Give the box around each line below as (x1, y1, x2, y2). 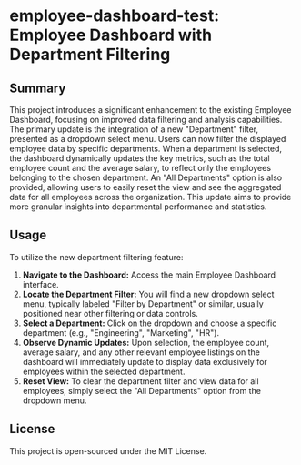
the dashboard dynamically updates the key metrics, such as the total (9, 153, 270, 164)
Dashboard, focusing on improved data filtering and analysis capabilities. (9, 115, 283, 125)
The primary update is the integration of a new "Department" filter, (9, 124, 259, 135)
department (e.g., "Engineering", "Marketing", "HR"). (22, 327, 220, 338)
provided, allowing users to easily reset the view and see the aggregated (9, 182, 282, 192)
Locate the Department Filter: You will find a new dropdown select (22, 288, 275, 299)
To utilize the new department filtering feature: (9, 251, 184, 262)
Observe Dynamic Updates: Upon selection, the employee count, (22, 337, 270, 348)
